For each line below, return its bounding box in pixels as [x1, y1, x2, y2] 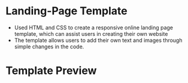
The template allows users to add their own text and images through [14, 36, 183, 44]
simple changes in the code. [14, 43, 84, 50]
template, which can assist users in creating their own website [14, 30, 168, 37]
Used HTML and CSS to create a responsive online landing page [14, 24, 174, 31]
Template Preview [5, 64, 97, 78]
